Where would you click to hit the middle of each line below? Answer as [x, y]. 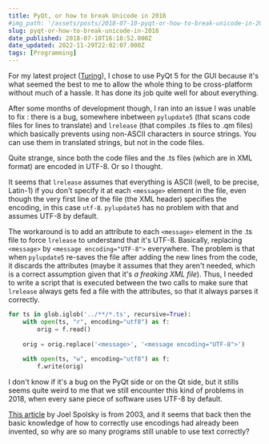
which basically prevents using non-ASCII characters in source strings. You [132, 134]
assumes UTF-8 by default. [53, 216]
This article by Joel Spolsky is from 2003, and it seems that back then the [130, 414]
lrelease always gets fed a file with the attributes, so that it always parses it [133, 291]
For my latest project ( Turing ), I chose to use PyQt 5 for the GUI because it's [133, 76]
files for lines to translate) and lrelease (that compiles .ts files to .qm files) [131, 125]
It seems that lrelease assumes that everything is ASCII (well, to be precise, [134, 182]
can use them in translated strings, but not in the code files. [106, 142]
